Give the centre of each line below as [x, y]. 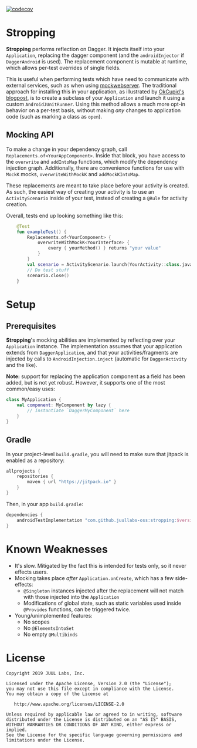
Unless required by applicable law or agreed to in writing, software [94, 715]
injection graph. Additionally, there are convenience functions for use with [95, 168]
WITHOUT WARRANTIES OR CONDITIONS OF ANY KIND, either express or [89, 725]
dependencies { [25, 515]
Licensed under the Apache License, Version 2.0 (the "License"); [89, 684]
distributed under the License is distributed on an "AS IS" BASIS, [91, 720]
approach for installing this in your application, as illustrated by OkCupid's [95, 92]
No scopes [36, 622]
